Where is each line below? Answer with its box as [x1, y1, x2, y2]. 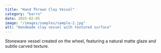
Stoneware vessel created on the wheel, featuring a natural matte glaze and [5, 38, 156, 44]
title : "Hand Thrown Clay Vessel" [5, 7, 75, 12]
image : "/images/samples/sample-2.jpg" [5, 20, 86, 26]
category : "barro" [5, 12, 42, 16]
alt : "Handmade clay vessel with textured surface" [5, 25, 112, 30]
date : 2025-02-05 [5, 16, 40, 21]
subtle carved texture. [5, 43, 49, 49]
